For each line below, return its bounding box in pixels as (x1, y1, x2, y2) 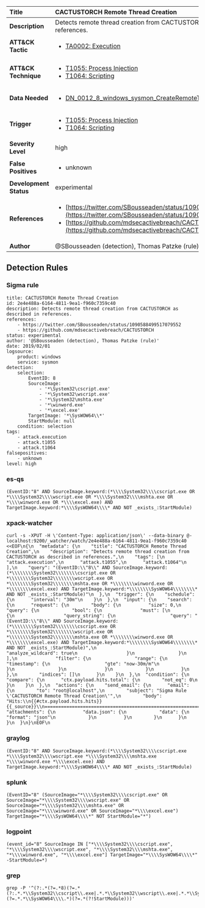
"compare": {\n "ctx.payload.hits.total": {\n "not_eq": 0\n (6, 677, 198, 683)
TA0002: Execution (65, 42, 121, 50)
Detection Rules (6, 263, 68, 273)
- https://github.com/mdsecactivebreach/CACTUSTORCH (17, 327, 154, 333)
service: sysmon (17, 359, 59, 365)
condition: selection (17, 423, 72, 430)
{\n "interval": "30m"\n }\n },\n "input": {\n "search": (6, 597, 192, 603)
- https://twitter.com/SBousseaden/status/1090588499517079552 (17, 321, 182, 328)
